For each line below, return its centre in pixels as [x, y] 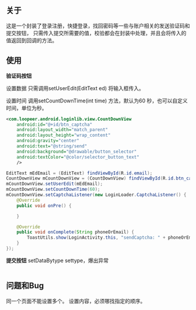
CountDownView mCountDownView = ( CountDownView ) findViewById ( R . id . [91, 178]
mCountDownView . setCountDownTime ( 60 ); [53, 190]
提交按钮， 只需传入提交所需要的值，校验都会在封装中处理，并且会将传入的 [96, 33]
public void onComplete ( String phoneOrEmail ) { [75, 232]
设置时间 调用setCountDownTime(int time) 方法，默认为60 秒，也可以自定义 [97, 101]
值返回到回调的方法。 [32, 40]
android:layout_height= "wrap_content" [64, 135]
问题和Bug [25, 286]
